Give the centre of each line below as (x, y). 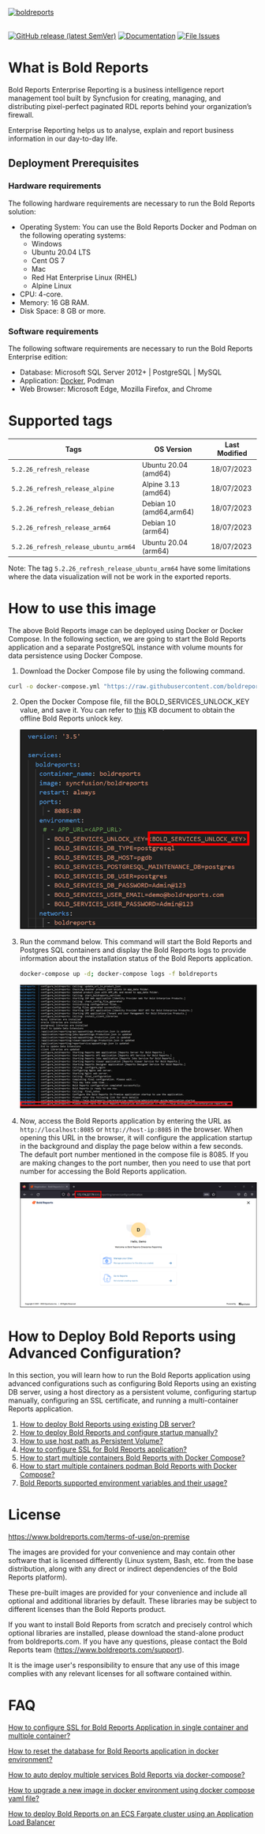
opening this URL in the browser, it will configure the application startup (136, 1138)
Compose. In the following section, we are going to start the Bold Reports (127, 639)
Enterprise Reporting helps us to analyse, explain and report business (121, 130)
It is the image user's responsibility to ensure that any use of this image (124, 1665)
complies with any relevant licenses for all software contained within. (120, 1673)
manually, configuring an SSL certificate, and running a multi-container (123, 1401)
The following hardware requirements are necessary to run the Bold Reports (132, 203)
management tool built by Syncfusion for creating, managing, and (115, 98)
